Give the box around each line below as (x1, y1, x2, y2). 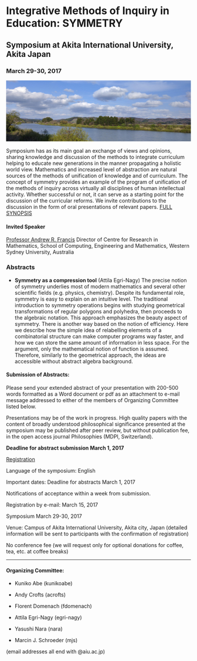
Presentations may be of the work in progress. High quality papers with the (6, 414, 188, 421)
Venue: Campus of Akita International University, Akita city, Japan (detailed (6, 524, 188, 531)
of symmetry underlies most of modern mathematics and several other (14, 283, 186, 290)
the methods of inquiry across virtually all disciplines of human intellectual (6, 185, 185, 192)
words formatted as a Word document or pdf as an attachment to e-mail (6, 390, 180, 397)
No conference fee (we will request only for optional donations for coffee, (6, 541, 184, 548)
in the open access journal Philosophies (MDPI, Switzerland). (6, 433, 154, 440)
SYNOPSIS (6, 210, 32, 217)
